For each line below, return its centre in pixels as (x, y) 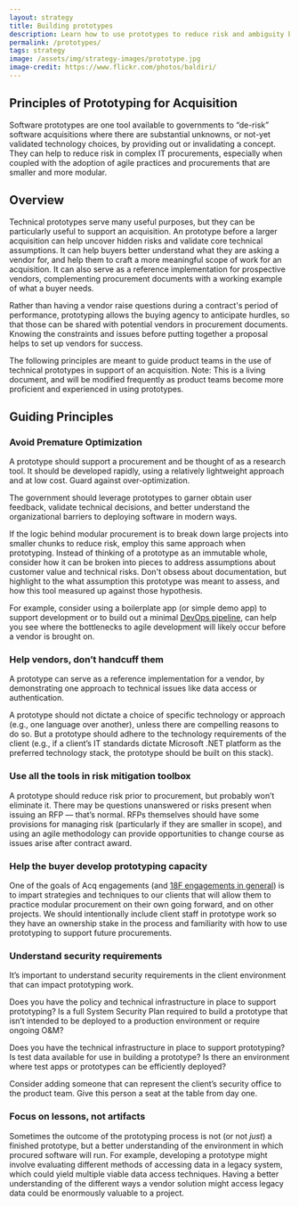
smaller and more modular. (58, 172)
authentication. (37, 698)
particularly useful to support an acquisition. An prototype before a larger (143, 231)
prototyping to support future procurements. (90, 933)
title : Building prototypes (61, 26)
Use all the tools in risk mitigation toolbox (100, 776)
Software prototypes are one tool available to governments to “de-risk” (139, 125)
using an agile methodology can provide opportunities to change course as (147, 833)
